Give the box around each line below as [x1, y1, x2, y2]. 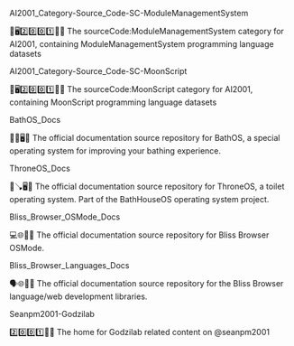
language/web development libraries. [9, 291, 148, 302]
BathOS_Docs [9, 115, 61, 125]
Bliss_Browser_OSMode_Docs [9, 211, 121, 222]
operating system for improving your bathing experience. [9, 145, 222, 156]
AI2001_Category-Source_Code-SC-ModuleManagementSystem [9, 8, 249, 18]
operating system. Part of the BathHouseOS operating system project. [9, 194, 270, 204]
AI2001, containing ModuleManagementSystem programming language [9, 39, 274, 49]
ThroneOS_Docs [9, 163, 70, 173]
